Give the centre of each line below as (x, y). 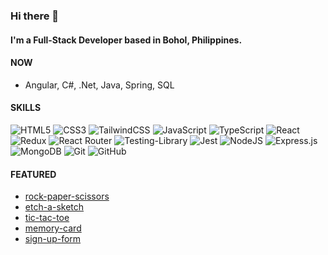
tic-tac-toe (47, 218)
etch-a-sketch (54, 207)
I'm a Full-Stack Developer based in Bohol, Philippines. (126, 40)
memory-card (53, 228)
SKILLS (26, 108)
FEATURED (33, 174)
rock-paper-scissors (67, 196)
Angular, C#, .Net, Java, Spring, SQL (99, 85)
